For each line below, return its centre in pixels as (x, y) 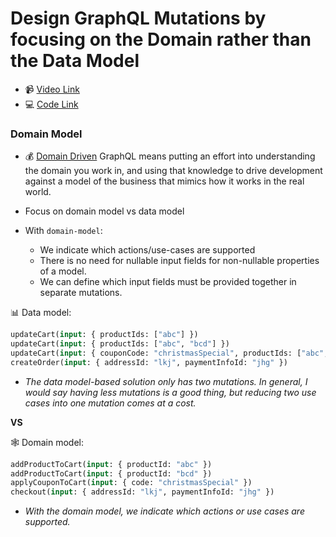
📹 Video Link (52, 89)
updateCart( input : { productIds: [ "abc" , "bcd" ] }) (120, 344)
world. (38, 192)
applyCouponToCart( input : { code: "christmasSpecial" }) (131, 483)
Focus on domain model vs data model (104, 211)
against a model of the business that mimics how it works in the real (164, 181)
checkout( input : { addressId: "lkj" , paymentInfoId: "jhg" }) (142, 492)
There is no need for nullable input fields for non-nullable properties (179, 261)
